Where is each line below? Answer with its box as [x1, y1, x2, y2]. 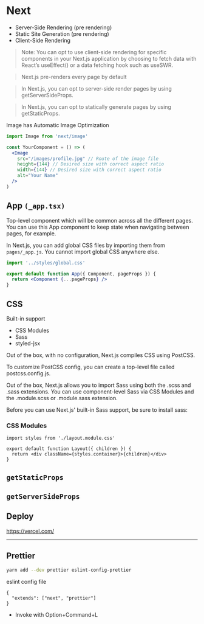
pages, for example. [6, 229, 56, 237]
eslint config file [6, 578, 47, 585]
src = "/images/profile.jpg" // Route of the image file [17, 156, 159, 162]
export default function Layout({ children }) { [6, 446, 132, 452]
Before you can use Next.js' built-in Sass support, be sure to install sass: [6, 406, 188, 414]
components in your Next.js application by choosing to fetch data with [21, 55, 197, 62]
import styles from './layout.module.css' [6, 435, 115, 442]
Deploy [6, 511, 34, 522]
